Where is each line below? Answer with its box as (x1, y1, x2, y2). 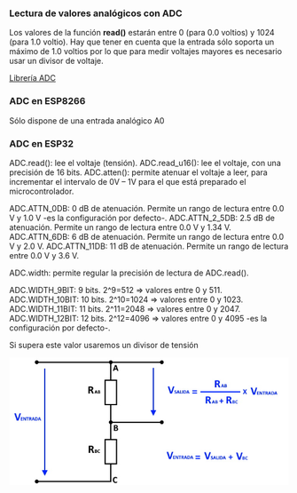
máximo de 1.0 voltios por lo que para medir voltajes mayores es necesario (9, 46, 282, 57)
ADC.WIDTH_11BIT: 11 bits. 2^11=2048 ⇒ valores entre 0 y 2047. (9, 303, 241, 314)
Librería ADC (9, 73, 56, 83)
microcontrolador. (9, 186, 74, 196)
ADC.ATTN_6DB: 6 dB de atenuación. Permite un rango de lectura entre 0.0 (9, 231, 285, 242)
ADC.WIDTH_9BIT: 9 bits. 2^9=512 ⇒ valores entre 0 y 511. (9, 284, 223, 295)
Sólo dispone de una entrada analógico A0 (9, 115, 165, 126)
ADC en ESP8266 (9, 95, 86, 107)
